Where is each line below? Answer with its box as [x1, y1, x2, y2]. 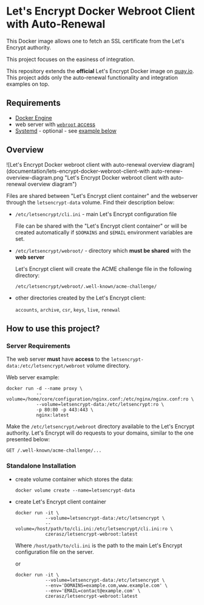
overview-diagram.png [6, 173, 64, 181]
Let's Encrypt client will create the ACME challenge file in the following [15, 265, 192, 272]
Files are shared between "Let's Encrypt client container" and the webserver [6, 192, 198, 199]
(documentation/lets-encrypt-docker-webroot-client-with [6, 167, 150, 175]
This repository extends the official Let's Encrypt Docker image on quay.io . [6, 67, 194, 74]
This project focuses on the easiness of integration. [6, 55, 135, 63]
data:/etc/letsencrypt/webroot [6, 363, 86, 369]
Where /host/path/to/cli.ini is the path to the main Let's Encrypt [15, 542, 183, 549]
